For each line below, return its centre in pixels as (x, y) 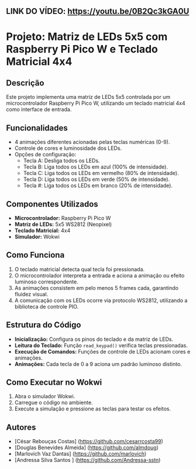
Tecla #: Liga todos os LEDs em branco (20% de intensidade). (98, 186)
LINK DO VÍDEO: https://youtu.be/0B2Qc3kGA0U (98, 11)
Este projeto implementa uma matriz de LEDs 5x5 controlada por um (88, 97)
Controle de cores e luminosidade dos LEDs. (68, 148)
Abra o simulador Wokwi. (45, 396)
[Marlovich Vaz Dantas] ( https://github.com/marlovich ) (80, 454)
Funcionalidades (37, 128)
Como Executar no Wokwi (54, 383)
